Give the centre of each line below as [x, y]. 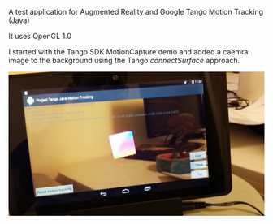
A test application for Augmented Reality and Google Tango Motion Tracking [136, 12]
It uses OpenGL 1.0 [40, 36]
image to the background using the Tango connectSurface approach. [124, 60]
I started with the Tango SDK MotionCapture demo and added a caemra [128, 52]
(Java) [19, 20]
